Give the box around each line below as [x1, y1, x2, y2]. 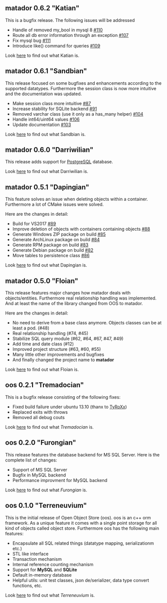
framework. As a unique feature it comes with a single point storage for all [5, 520, 157, 526]
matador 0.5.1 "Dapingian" [5, 183, 90, 191]
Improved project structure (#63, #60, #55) [12, 346, 101, 352]
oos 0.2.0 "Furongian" [5, 439, 76, 447]
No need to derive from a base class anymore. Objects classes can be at [12, 320, 162, 326]
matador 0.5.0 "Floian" [5, 277, 79, 285]
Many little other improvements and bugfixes [12, 351, 105, 358]
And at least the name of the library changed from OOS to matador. [5, 301, 143, 306]
